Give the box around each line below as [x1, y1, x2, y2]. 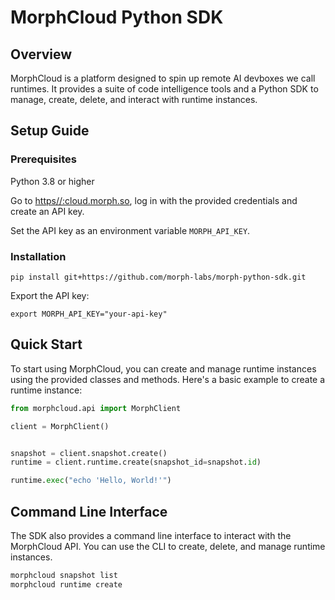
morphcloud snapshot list [10, 570, 118, 580]
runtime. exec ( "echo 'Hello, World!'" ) [10, 476, 172, 486]
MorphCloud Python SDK [10, 6, 224, 29]
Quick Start [10, 336, 83, 353]
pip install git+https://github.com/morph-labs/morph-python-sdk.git [10, 272, 307, 282]
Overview [10, 46, 73, 63]
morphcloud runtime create [10, 579, 123, 590]
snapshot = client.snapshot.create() [10, 448, 168, 458]
